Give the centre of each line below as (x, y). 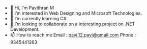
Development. (25, 29)
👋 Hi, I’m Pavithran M (32, 8)
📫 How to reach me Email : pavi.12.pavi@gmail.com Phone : (73, 35)
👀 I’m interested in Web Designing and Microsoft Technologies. (76, 13)
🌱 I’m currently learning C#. (39, 18)
